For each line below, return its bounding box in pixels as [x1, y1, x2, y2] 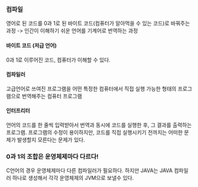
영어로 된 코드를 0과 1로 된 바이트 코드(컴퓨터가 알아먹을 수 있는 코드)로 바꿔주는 [6, 20, 190, 27]
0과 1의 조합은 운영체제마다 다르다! [6, 152, 99, 160]
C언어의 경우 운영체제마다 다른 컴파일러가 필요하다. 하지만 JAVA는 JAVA [6, 167, 173, 174]
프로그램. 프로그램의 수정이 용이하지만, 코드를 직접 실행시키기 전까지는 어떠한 [6, 128, 183, 136]
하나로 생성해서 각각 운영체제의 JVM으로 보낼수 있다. [12, 175, 134, 182]
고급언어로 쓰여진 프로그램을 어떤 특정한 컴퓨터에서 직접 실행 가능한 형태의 [6, 85, 177, 92]
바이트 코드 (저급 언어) [6, 41, 57, 49]
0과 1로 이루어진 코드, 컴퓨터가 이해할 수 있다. [6, 56, 111, 63]
